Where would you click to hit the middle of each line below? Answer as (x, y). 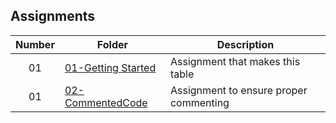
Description (245, 44)
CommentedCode (106, 102)
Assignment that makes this (235, 61)
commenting (199, 102)
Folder (112, 44)
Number (35, 44)
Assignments (53, 16)
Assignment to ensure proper (238, 90)
